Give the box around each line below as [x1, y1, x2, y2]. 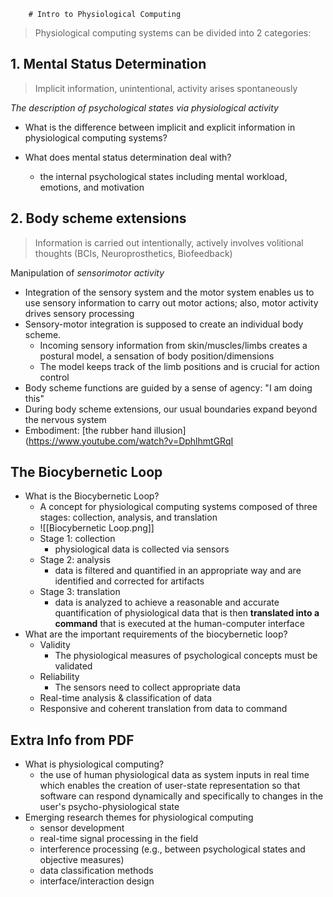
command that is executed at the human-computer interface [54, 618, 305, 630]
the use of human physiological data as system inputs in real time [39, 769, 310, 781]
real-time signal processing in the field [39, 833, 199, 845]
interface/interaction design [39, 875, 155, 887]
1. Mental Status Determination [10, 56, 207, 73]
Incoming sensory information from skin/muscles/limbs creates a [39, 339, 308, 351]
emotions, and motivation [39, 181, 145, 193]
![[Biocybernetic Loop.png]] [39, 522, 155, 534]
